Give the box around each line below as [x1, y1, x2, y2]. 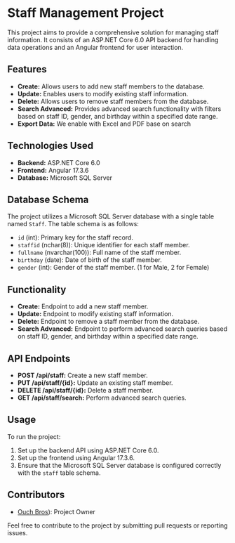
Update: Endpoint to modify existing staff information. [17, 310, 174, 318]
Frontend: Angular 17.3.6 [17, 166, 89, 174]
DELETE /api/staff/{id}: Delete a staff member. [17, 386, 154, 394]
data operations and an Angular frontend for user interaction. [7, 43, 184, 51]
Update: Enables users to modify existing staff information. [17, 89, 189, 98]
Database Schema [7, 193, 89, 205]
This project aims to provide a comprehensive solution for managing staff [7, 28, 219, 37]
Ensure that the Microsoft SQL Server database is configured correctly [17, 461, 222, 469]
